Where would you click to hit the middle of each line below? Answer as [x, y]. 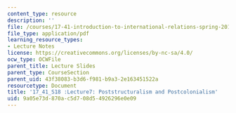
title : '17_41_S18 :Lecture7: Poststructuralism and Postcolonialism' [113, 92]
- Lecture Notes [31, 46]
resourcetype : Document [42, 86]
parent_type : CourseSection [48, 72]
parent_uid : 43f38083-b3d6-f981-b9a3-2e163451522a [83, 79]
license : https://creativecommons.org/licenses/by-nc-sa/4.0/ [100, 53]
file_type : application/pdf [48, 33]
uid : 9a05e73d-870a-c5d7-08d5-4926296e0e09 [72, 99]
